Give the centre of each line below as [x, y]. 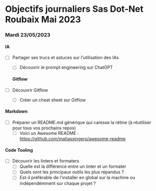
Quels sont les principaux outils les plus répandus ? [72, 172]
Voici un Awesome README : [49, 133]
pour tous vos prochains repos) [44, 128]
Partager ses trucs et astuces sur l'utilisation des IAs [65, 58]
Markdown [16, 111]
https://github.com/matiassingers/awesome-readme [73, 139]
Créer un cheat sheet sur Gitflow [53, 100]
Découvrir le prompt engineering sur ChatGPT [66, 67]
